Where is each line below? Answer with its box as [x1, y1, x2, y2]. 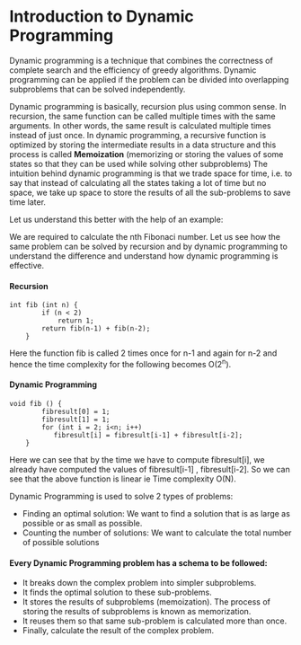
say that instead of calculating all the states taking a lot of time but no [9, 177, 267, 188]
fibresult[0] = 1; [41, 407, 111, 416]
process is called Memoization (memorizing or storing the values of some [9, 148, 284, 159]
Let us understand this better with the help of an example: [9, 214, 224, 225]
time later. [9, 196, 47, 208]
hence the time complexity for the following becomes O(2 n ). [9, 358, 232, 369]
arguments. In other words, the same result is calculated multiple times [9, 119, 271, 131]
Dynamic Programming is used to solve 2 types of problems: [9, 491, 234, 501]
